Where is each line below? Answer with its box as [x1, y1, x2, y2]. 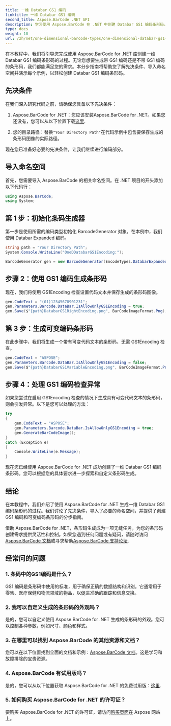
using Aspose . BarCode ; [5, 194, 53, 199]
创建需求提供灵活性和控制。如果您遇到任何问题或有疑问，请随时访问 [5, 531, 148, 537]
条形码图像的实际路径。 [12, 135, 62, 141]
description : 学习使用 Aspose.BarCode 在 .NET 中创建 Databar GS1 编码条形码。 [5, 21, 168, 27]
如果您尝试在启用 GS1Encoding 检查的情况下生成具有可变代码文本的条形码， [5, 395, 165, 401]
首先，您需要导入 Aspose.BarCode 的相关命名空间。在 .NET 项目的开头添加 [5, 177, 163, 183]
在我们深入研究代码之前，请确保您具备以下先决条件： [5, 101, 117, 107]
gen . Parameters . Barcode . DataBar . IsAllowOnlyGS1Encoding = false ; [5, 360, 147, 365]
